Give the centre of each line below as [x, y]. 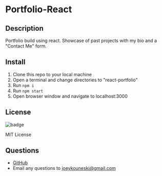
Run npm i [23, 85]
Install [15, 62]
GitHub [20, 163]
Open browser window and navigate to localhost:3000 [70, 96]
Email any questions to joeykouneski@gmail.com [64, 168]
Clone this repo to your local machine [52, 74]
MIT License [18, 135]
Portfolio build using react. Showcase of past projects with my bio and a [81, 40]
